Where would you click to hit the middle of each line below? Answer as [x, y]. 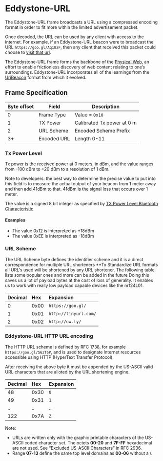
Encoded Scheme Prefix [102, 131]
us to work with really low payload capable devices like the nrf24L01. [74, 285]
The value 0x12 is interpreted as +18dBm [53, 231]
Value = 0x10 [89, 114]
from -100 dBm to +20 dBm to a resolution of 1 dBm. [57, 169]
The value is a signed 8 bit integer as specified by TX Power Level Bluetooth [82, 204]
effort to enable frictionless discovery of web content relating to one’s [75, 67]
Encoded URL [54, 138]
